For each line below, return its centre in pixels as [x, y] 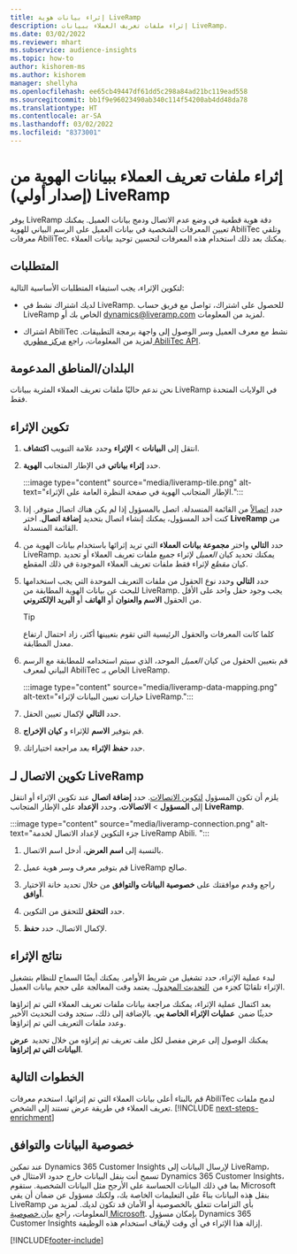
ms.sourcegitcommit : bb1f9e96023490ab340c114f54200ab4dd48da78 [129, 100]
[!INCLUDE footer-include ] [57, 1240]
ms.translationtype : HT [54, 108]
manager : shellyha [44, 83]
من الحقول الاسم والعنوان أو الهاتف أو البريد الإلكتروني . [112, 600]
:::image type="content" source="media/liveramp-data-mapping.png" [150, 688]
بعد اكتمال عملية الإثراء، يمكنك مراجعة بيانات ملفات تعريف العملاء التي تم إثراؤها [141, 1004]
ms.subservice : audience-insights [74, 50]
